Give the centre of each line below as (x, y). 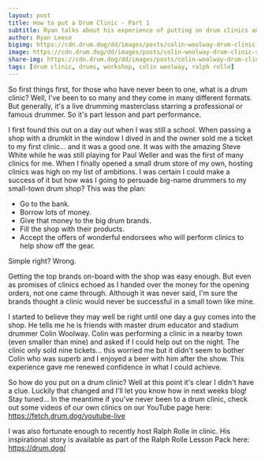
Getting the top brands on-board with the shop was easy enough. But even (130, 276)
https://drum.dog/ (37, 447)
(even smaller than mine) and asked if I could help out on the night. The (124, 342)
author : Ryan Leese (40, 37)
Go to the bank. (45, 204)
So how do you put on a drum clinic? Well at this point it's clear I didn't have (131, 382)
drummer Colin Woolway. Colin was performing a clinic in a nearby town (125, 333)
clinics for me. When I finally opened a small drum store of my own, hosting (131, 163)
